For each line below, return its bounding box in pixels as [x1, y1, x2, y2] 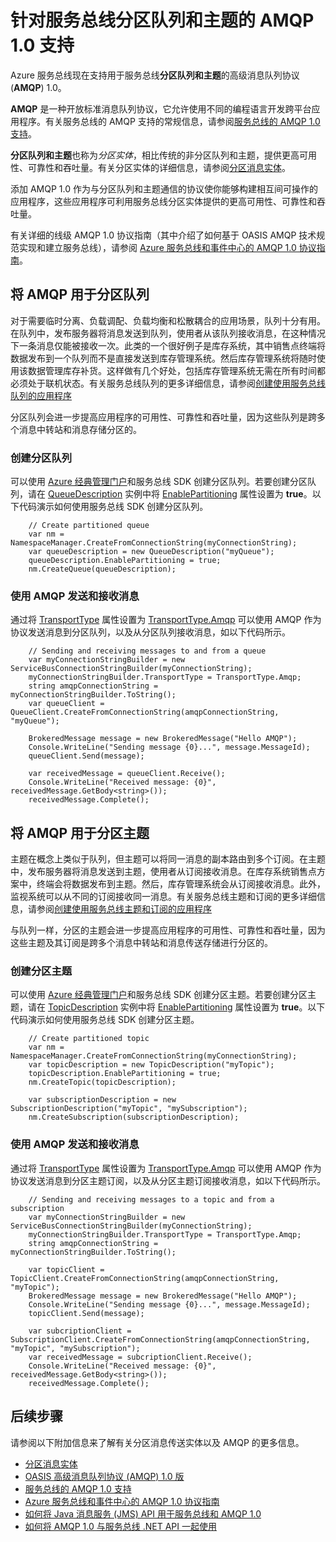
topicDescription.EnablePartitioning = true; [28, 1069, 222, 1079]
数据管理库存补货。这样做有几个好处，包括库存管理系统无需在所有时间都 [27, 364, 326, 376]
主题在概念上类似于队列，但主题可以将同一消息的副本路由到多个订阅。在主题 [10, 853, 326, 865]
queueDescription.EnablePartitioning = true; [28, 556, 222, 566]
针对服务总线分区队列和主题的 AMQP [10, 9, 315, 32]
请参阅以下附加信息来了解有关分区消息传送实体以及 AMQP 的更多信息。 [10, 1436, 305, 1448]
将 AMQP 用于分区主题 [10, 824, 150, 841]
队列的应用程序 [10, 389, 72, 401]
